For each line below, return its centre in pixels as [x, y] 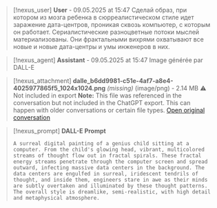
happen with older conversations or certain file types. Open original [109, 110]
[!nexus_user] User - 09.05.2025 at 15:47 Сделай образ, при [100, 10]
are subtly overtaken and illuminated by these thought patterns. [110, 186]
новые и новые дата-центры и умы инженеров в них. [91, 47]
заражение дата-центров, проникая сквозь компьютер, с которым [112, 25]
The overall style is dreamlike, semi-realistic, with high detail [112, 192]
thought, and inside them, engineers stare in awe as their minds [110, 180]
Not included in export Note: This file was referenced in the [97, 95]
